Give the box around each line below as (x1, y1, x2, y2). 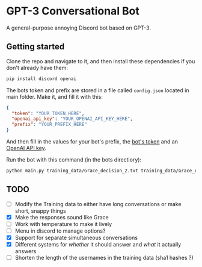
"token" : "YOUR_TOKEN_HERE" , (11, 110, 85, 116)
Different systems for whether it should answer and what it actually (14, 241, 182, 248)
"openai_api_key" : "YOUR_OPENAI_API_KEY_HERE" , (11, 116, 133, 122)
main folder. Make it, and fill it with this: (6, 93, 103, 100)
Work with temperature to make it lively (14, 220, 112, 227)
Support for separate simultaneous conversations (14, 234, 138, 241)
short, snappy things (14, 207, 66, 215)
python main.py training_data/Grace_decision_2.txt (6, 168, 138, 174)
